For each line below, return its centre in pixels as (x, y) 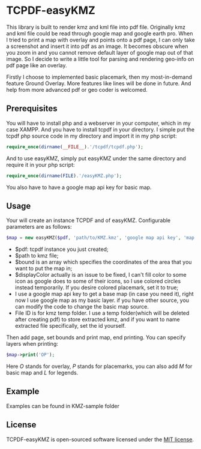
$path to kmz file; (37, 256)
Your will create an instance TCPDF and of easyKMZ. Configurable (88, 220)
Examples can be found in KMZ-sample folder (63, 406)
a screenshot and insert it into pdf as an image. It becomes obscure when (97, 46)
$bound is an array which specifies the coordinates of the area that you (103, 262)
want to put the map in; (43, 268)
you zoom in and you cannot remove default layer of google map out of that (100, 52)
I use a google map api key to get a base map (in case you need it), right (104, 294)
